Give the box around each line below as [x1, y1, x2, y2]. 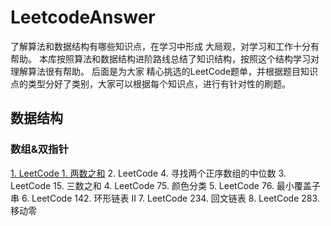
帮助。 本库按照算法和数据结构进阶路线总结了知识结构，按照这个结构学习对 [10, 52, 320, 65]
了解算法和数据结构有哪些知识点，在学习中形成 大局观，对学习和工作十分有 [10, 40, 320, 52]
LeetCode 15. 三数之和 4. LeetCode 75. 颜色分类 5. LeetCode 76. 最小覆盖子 [10, 179, 321, 191]
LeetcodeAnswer [10, 6, 156, 29]
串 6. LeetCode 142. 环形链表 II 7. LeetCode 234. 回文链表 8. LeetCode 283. [10, 192, 320, 204]
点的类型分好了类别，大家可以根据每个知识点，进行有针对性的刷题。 [10, 77, 291, 90]
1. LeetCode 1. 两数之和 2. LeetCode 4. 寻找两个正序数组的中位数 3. [10, 167, 287, 179]
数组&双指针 [10, 142, 69, 156]
